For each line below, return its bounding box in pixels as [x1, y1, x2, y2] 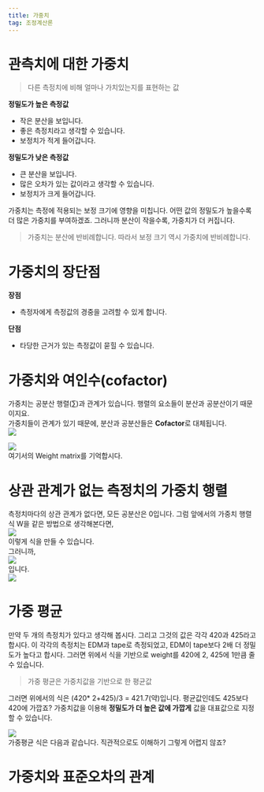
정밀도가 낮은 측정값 [8, 153, 69, 162]
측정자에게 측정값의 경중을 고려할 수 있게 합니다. [19, 307, 167, 317]
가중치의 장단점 [8, 263, 101, 281]
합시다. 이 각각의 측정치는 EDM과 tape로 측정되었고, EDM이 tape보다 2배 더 [8, 640, 242, 650]
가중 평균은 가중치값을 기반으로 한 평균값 [27, 677, 152, 686]
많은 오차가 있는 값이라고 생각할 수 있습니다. [19, 179, 155, 189]
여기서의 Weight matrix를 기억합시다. [8, 451, 123, 461]
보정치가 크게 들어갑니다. [19, 189, 96, 199]
